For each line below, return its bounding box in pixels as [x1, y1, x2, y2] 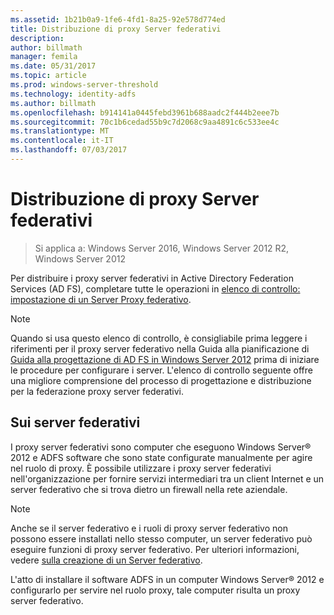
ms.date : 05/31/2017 [10, 61, 97, 71]
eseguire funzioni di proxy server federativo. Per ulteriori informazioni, [10, 543, 300, 555]
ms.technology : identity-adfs [10, 89, 137, 99]
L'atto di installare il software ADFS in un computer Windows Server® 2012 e [10, 573, 325, 585]
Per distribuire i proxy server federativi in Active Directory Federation [10, 272, 294, 284]
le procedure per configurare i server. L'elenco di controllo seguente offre [10, 364, 313, 376]
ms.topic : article [10, 71, 87, 81]
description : [10, 33, 65, 43]
